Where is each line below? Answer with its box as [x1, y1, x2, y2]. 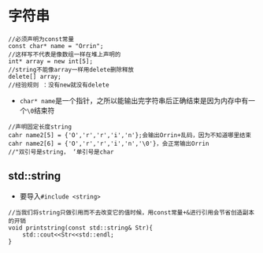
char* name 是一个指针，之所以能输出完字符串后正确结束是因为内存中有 [19, 95, 249, 105]
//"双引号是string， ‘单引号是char [8, 147, 114, 156]
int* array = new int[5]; [8, 57, 93, 65]
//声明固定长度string [8, 123, 72, 131]
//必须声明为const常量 [8, 35, 75, 43]
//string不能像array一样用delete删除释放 [8, 65, 134, 73]
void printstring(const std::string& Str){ [8, 224, 154, 232]
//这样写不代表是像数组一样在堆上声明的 [8, 50, 121, 58]
